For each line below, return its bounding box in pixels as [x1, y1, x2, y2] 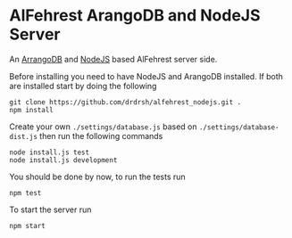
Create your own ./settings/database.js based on [9, 121, 198, 132]
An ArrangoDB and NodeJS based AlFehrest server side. [9, 53, 218, 64]
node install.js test [9, 148, 90, 157]
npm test [9, 188, 42, 197]
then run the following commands [39, 130, 163, 141]
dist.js [9, 132, 38, 141]
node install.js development [9, 155, 118, 165]
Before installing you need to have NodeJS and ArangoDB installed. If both [9, 70, 284, 81]
